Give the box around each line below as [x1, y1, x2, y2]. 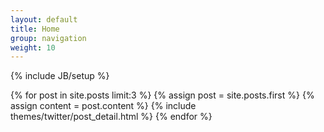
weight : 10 [10, 42, 56, 53]
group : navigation [10, 33, 87, 43]
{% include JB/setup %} [10, 70, 110, 82]
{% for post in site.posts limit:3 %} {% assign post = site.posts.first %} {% [10, 89, 315, 101]
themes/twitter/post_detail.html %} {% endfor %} [10, 111, 213, 123]
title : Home [10, 24, 60, 34]
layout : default [10, 14, 78, 25]
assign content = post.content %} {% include [10, 100, 197, 112]
